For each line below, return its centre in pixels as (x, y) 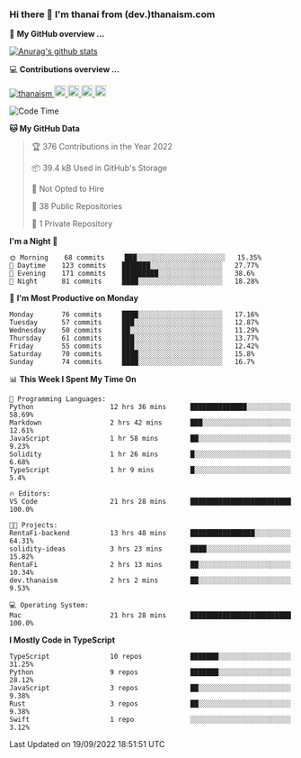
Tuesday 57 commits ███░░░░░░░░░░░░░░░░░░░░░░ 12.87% (134, 323)
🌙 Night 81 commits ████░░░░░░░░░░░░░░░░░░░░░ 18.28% (134, 282)
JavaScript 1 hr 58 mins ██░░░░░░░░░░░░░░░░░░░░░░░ (150, 439)
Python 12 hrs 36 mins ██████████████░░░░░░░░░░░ (150, 407)
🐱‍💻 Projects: (34, 525)
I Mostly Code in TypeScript (62, 640)
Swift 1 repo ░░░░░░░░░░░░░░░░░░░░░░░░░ (150, 720)
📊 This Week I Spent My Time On (73, 379)
